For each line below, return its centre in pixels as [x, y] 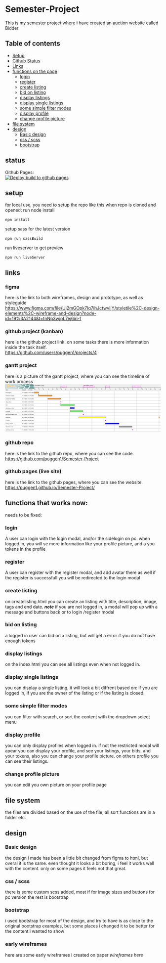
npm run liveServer [25, 258]
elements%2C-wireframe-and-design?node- [51, 313]
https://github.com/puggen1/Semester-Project [52, 459]
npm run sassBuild [24, 239]
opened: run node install [30, 210]
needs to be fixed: [23, 515]
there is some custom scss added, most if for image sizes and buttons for [80, 892]
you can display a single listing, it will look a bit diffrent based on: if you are [82, 688]
